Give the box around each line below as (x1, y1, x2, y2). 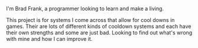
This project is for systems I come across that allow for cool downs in (6, 17, 175, 23)
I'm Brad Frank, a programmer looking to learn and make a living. (6, 5, 164, 12)
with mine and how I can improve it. (6, 36, 93, 42)
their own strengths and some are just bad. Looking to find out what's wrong (6, 29, 193, 36)
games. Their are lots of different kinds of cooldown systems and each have (6, 23, 191, 30)
